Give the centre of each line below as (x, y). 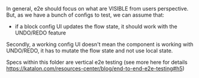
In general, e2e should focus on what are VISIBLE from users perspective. (97, 9)
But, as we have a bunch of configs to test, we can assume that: (85, 15)
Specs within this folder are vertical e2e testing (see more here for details (97, 62)
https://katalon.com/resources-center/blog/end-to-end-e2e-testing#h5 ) (95, 68)
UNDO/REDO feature (40, 33)
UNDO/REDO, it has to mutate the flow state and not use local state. (90, 51)
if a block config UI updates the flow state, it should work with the (96, 26)
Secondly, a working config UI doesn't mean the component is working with (100, 44)
